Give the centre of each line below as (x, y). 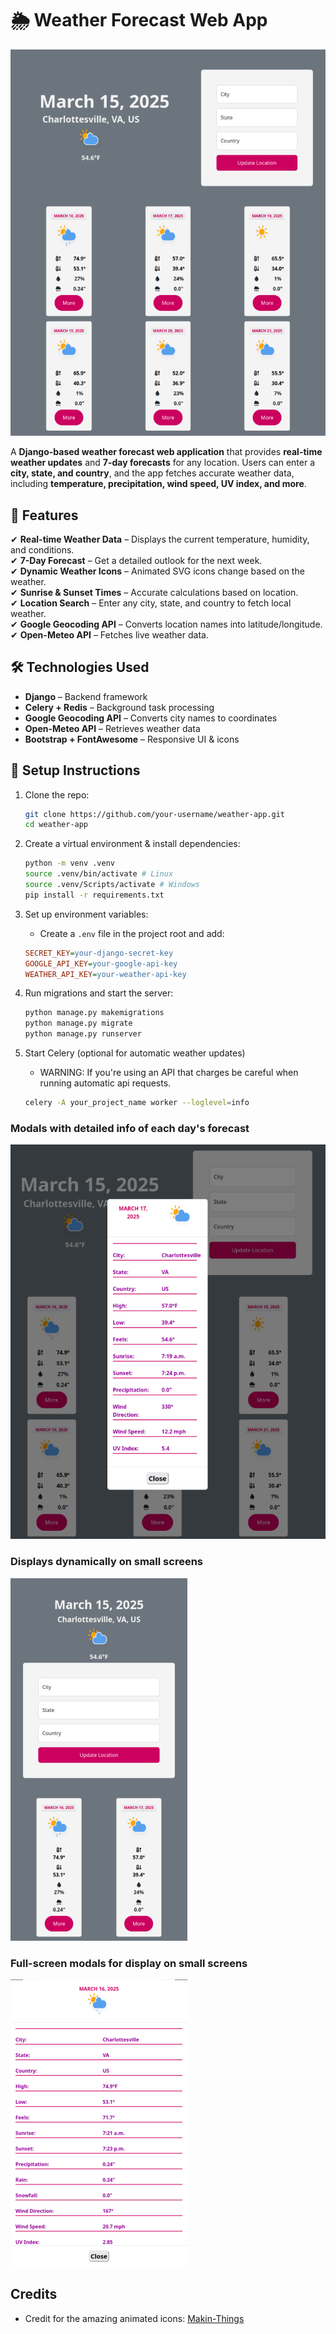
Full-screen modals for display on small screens (129, 1963)
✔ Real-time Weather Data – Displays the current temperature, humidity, (160, 539)
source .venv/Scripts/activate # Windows (112, 885)
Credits (34, 2294)
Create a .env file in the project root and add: (132, 933)
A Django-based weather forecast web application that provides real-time (166, 452)
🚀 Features (44, 515)
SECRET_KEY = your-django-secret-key (99, 953)
